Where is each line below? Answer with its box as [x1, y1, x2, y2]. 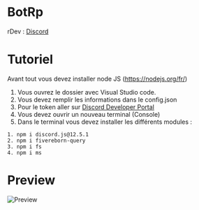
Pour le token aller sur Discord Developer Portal [17, 102, 155, 111]
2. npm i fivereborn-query [7, 137, 86, 144]
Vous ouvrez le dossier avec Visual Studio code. [17, 88, 156, 96]
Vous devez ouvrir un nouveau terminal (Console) [17, 110, 161, 118]
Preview [7, 172, 56, 188]
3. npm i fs [7, 143, 42, 150]
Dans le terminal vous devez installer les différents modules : [17, 118, 193, 126]
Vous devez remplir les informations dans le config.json [17, 95, 177, 104]
